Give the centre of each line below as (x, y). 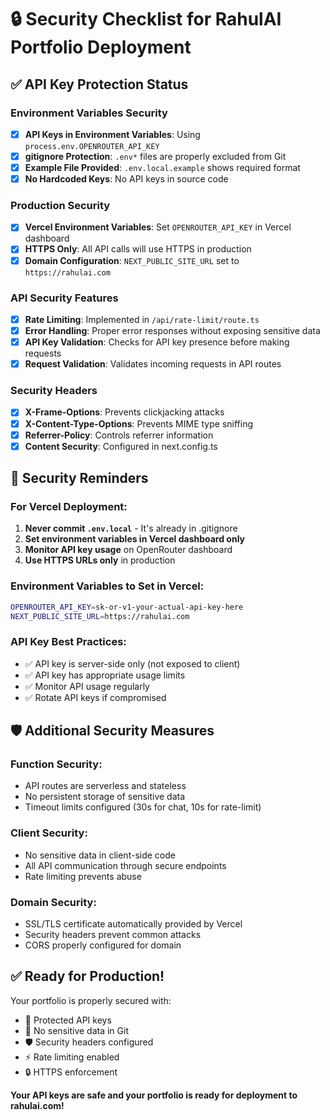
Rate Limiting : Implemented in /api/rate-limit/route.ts (142, 319)
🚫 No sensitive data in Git (76, 1030)
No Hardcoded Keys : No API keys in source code (126, 179)
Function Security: (56, 764)
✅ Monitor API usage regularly (87, 686)
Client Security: (49, 833)
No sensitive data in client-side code (100, 855)
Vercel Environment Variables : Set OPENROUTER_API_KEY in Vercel (158, 227)
